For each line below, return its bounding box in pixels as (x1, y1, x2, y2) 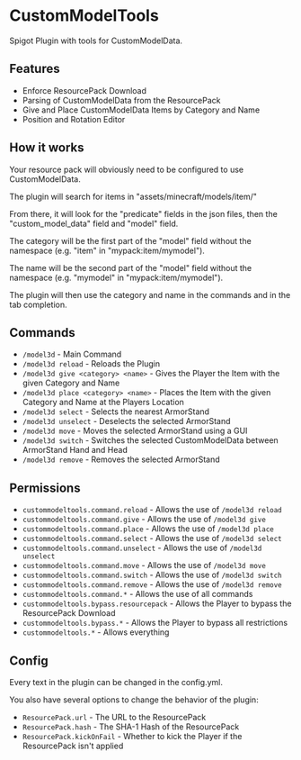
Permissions (9, 480, 81, 495)
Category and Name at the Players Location (22, 397, 184, 408)
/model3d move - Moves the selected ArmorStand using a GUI (22, 425, 248, 437)
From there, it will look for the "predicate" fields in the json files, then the (9, 208, 279, 219)
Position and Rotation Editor (22, 113, 126, 124)
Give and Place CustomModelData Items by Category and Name (22, 104, 261, 115)
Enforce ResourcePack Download (22, 85, 146, 95)
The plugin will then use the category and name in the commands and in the (9, 289, 291, 300)
